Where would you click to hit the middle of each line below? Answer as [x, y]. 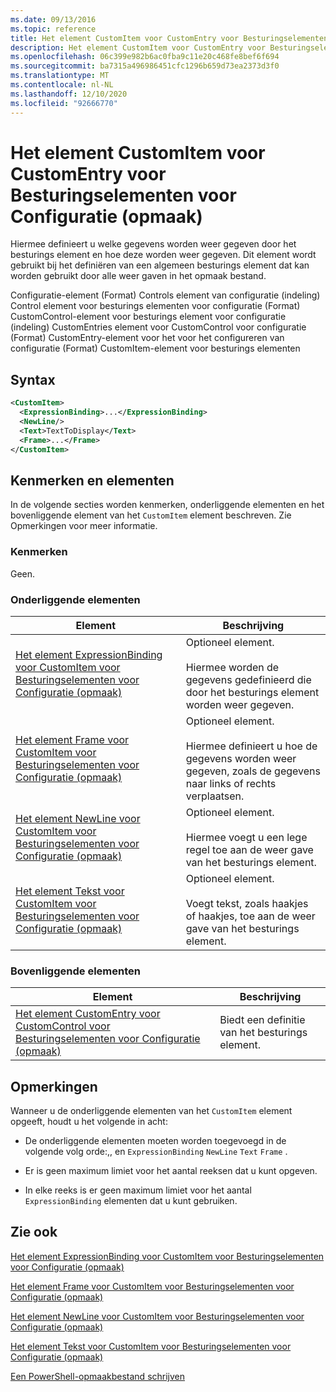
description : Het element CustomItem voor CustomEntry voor [138, 47]
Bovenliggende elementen [75, 971]
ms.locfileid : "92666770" [64, 103]
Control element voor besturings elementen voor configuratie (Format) [155, 306]
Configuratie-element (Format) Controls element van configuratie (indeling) [165, 295]
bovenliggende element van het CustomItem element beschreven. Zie [151, 515]
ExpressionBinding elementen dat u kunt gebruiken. [131, 1201]
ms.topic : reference [53, 29]
